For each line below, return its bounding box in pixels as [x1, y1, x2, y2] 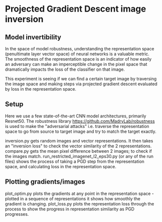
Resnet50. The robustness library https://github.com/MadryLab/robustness [5, 118, 155, 124]
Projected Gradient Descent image [5, 3, 147, 15]
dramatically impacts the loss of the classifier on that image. [5, 66, 125, 72]
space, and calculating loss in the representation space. [5, 163, 117, 169]
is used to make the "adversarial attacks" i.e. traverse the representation [5, 123, 149, 129]
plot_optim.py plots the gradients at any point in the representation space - [5, 190, 154, 196]
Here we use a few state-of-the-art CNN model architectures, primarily [5, 113, 147, 119]
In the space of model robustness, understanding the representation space [5, 46, 155, 51]
